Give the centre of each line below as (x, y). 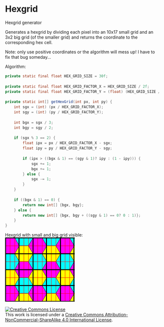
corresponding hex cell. (29, 42)
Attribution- (116, 315)
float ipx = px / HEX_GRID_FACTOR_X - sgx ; (67, 143)
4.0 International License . (87, 320)
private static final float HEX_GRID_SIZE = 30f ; (57, 76)
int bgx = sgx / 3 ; (34, 122)
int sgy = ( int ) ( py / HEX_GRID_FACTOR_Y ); (59, 112)
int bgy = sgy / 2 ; (34, 128)
